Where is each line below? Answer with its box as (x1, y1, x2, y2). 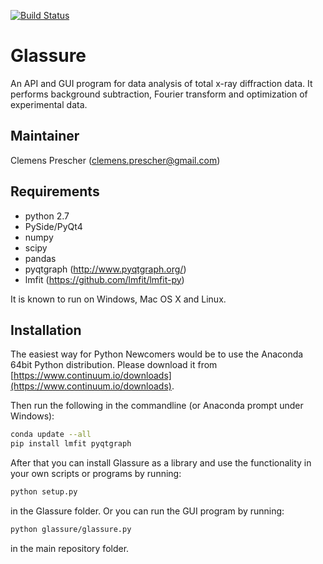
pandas (24, 252, 57, 264)
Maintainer (10, 128, 80, 145)
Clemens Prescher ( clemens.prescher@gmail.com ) (10, 154, 221, 166)
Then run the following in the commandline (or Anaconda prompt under (10, 400, 304, 412)
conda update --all (10, 430, 92, 440)
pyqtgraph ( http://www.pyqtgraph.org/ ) (24, 263, 187, 275)
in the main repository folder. (10, 542, 130, 554)
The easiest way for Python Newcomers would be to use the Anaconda (10, 348, 304, 360)
